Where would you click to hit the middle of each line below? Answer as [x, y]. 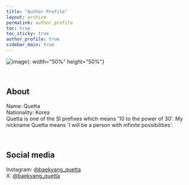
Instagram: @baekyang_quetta [44, 169]
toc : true [18, 28]
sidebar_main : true [30, 45]
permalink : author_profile [40, 23]
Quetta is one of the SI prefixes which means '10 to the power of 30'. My [94, 119]
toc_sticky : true [28, 34]
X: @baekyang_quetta [33, 176]
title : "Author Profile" [37, 12]
